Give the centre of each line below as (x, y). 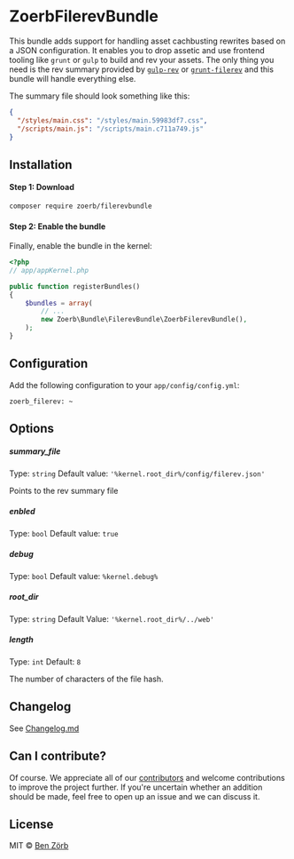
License (31, 825)
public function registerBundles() (75, 286)
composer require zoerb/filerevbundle (81, 206)
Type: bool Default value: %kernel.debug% (84, 577)
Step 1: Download (42, 187)
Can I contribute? (58, 756)
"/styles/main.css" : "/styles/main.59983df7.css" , (112, 120)
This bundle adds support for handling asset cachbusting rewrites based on (147, 41)
